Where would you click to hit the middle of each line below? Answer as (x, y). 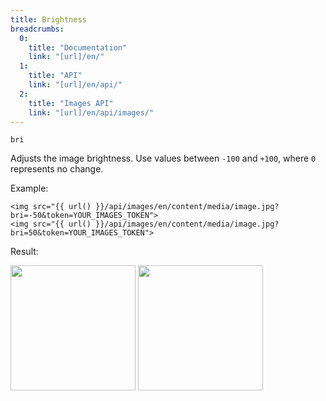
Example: (29, 188)
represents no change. (57, 169)
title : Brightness (48, 19)
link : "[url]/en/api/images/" (91, 112)
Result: (24, 252)
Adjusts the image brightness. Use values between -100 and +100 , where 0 (163, 158)
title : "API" (55, 76)
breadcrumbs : (37, 29)
